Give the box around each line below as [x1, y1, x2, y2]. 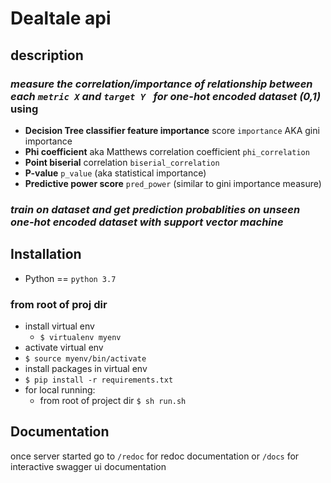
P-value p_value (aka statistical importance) [24, 167, 207, 179]
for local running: [24, 383, 96, 396]
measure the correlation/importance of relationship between [10, 77, 313, 91]
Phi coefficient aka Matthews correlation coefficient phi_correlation [24, 145, 310, 157]
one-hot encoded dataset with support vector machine [10, 215, 284, 229]
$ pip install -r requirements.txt [24, 375, 174, 385]
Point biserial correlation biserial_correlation [24, 156, 220, 168]
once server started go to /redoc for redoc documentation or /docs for [10, 450, 300, 462]
